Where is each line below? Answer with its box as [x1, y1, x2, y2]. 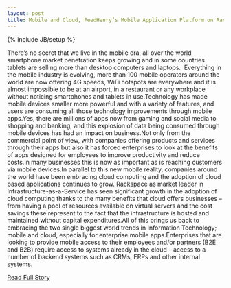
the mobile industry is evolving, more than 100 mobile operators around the [7, 70, 220, 79]
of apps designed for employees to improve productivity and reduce [7, 150, 201, 158]
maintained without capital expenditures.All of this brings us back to [7, 216, 199, 224]
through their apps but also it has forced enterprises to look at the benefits [7, 143, 219, 152]
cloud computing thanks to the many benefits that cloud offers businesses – [7, 194, 222, 202]
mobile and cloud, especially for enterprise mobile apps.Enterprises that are [7, 230, 222, 239]
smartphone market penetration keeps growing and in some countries [7, 56, 205, 64]
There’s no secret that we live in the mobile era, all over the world [7, 49, 192, 57]
